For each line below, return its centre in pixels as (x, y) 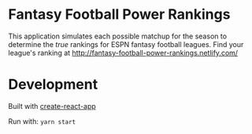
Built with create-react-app (52, 106)
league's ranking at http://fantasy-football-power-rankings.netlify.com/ (123, 53)
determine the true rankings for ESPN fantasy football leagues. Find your (126, 44)
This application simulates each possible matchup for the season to (117, 36)
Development (53, 85)
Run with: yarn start (42, 121)
